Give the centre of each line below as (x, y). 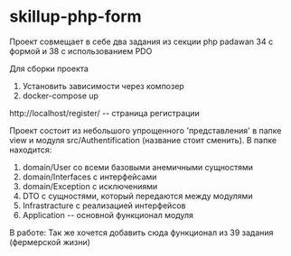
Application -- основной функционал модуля (108, 215)
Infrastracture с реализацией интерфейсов (104, 206)
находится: (31, 150)
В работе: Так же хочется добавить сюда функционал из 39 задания (141, 233)
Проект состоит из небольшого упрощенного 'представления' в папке (145, 130)
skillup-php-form (75, 17)
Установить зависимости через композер (103, 86)
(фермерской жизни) (50, 242)
